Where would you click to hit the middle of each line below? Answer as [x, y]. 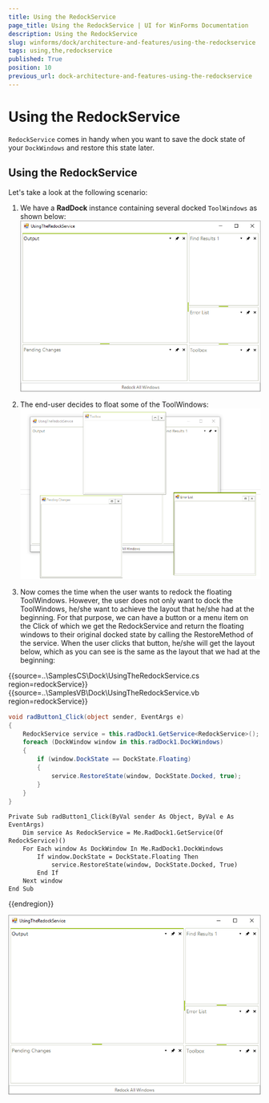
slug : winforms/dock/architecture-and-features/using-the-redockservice [132, 43]
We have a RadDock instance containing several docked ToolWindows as [139, 208]
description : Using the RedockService [73, 34]
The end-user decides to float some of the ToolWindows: [114, 404]
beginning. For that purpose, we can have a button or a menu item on [134, 617]
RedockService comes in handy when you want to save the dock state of [127, 139]
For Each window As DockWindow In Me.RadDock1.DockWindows [123, 849]
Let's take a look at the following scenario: [78, 192]
